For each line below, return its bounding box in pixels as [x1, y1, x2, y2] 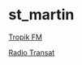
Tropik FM [8, 32, 43, 42]
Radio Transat [8, 47, 55, 57]
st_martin [8, 6, 75, 24]
